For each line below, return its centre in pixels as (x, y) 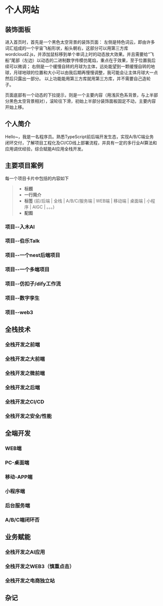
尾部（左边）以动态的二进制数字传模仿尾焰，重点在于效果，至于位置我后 (84, 60)
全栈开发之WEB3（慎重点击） (40, 567)
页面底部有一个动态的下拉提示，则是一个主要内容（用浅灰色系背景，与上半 (79, 95)
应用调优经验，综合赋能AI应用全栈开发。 (45, 148)
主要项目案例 (24, 166)
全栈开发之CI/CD (25, 402)
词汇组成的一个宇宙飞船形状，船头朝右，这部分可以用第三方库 (67, 48)
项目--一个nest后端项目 (33, 255)
